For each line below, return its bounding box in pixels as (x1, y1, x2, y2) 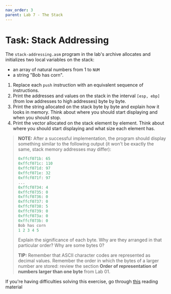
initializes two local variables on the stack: (5, 57, 95, 63)
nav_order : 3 (5, 7, 33, 13)
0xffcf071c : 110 (17, 161, 53, 166)
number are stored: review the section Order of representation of (17, 263, 158, 269)
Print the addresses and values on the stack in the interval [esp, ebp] (12, 93, 160, 99)
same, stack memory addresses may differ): (17, 146, 111, 153)
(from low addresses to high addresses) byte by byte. (12, 98, 126, 104)
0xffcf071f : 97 (17, 175, 51, 180)
